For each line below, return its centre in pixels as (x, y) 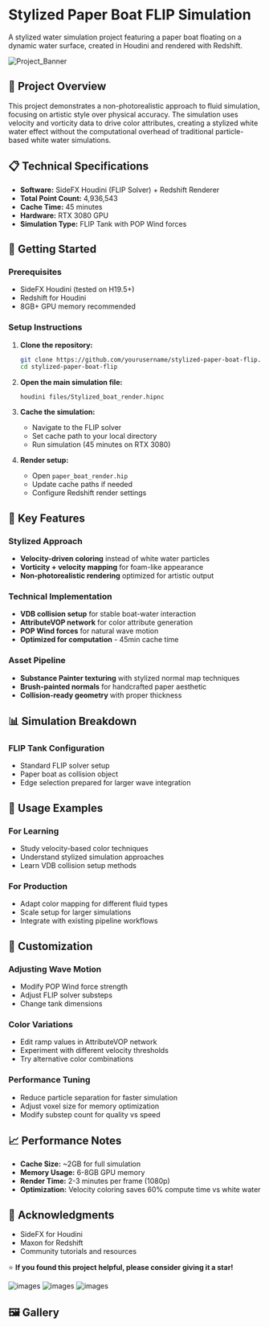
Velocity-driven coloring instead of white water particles (115, 558)
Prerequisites (35, 272)
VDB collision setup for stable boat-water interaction (108, 614)
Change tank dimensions (61, 1003)
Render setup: (44, 461)
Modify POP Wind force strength (74, 986)
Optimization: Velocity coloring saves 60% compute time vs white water (140, 1190)
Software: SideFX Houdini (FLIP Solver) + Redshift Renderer (120, 190)
